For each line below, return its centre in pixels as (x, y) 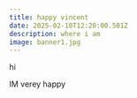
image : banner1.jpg (45, 42)
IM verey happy (38, 84)
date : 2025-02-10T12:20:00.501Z (68, 26)
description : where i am (55, 34)
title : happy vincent (49, 17)
